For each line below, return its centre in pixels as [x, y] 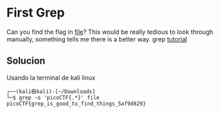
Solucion [26, 61]
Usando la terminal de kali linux [51, 77]
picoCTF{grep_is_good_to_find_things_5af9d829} [76, 104]
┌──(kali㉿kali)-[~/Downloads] [51, 91]
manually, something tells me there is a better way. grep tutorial [97, 39]
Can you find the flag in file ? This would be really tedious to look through [110, 32]
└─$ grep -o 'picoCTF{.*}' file [53, 97]
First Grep [36, 13]
